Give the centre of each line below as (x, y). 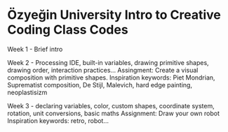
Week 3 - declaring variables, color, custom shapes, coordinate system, (111, 105)
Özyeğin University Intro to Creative (114, 15)
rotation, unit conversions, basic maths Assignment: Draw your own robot (113, 113)
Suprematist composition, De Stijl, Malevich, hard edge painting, (100, 85)
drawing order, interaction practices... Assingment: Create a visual (103, 70)
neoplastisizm (27, 92)
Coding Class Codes (68, 30)
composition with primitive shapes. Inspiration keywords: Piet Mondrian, (111, 78)
